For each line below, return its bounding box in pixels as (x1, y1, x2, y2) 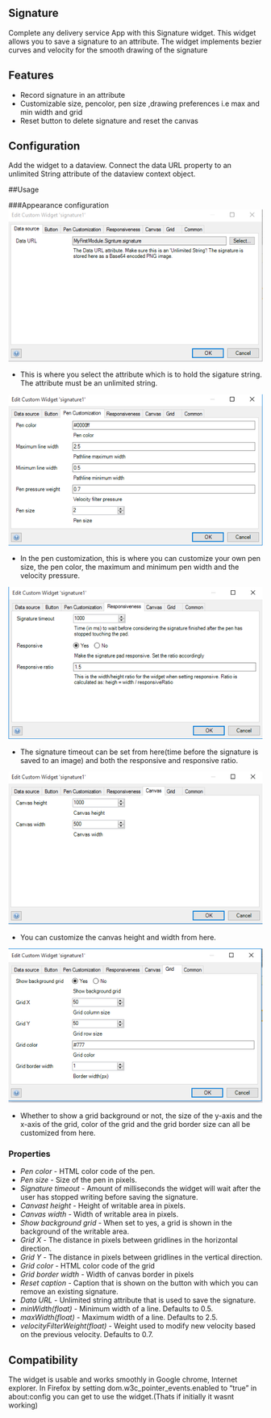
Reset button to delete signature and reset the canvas (19, 116, 199, 125)
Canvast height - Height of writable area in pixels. (19, 1201, 186, 1211)
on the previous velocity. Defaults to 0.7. (19, 1330, 154, 1340)
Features (8, 69, 54, 82)
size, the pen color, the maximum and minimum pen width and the (19, 562, 240, 572)
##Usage (8, 185, 40, 195)
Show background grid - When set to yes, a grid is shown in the (19, 1218, 232, 1228)
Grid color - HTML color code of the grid (19, 1261, 156, 1271)
